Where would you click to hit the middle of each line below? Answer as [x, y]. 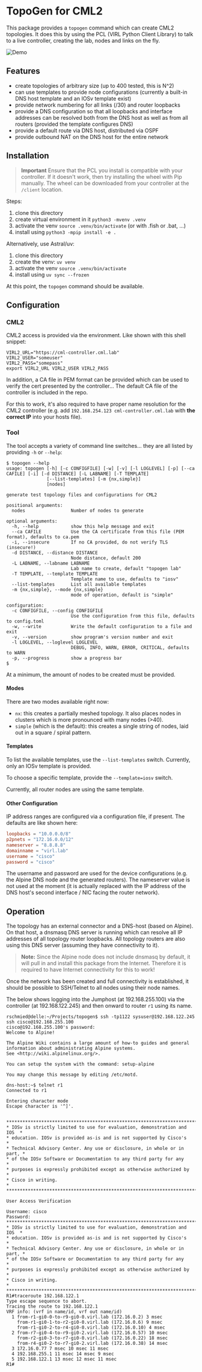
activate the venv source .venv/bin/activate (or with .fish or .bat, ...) [100, 225]
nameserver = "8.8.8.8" [36, 845]
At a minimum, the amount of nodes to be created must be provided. [91, 674]
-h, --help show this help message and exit [83, 526]
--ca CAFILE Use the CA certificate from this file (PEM [98, 532]
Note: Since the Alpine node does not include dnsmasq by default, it [106, 957]
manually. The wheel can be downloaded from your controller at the [105, 183]
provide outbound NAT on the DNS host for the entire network [92, 137]
